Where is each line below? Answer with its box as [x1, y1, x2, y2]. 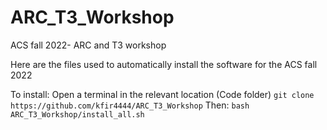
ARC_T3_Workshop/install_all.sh [10, 109, 145, 120]
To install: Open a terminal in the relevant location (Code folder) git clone [10, 88, 315, 100]
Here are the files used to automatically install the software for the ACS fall [10, 58, 318, 70]
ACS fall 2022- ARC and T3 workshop [10, 39, 167, 51]
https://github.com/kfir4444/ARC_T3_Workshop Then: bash [10, 99, 250, 111]
